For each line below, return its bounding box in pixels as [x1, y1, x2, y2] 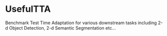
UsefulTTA [5, 3, 51, 15]
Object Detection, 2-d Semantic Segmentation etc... [9, 25, 116, 31]
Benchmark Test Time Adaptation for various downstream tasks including [5, 20, 157, 26]
